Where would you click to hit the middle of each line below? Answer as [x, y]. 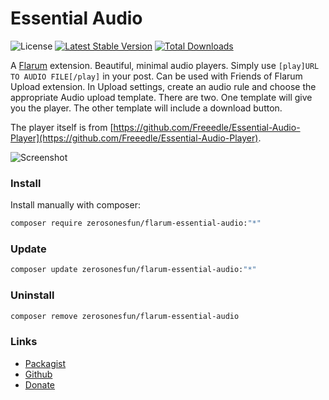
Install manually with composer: [75, 205]
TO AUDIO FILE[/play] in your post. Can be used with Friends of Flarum [156, 76]
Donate [40, 384]
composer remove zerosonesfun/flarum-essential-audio [125, 316]
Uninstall [32, 295]
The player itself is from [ [62, 127]
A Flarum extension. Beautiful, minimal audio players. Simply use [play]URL [165, 65]
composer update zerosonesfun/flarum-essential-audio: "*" [133, 270]
